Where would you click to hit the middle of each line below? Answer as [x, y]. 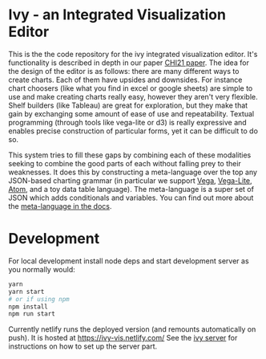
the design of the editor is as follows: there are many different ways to [124, 71]
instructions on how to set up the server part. [83, 346]
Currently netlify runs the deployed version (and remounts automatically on [132, 329]
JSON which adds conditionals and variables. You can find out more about [131, 198]
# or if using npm [39, 299]
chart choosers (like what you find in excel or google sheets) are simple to [131, 88]
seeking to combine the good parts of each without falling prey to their [125, 163]
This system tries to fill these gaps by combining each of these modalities [130, 155]
